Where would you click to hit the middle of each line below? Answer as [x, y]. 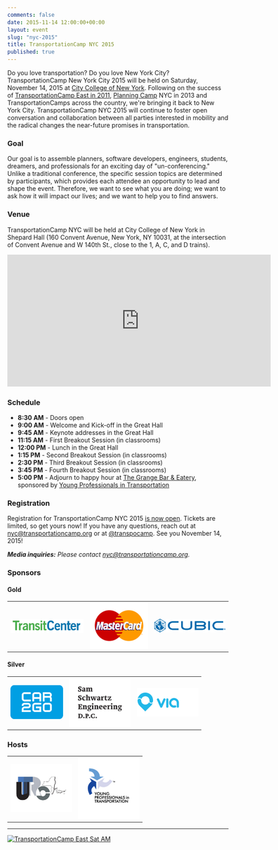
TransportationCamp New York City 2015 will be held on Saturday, [103, 80]
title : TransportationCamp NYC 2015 [61, 45]
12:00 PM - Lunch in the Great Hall [68, 448]
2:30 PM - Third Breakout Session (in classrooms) [90, 462]
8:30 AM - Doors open [51, 417]
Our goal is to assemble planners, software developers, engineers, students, [118, 159]
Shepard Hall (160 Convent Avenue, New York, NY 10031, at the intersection [117, 237]
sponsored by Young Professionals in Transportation [93, 485]
